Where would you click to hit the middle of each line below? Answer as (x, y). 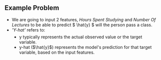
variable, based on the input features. (57, 52)
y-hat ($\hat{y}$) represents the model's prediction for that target (85, 47)
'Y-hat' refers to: (28, 30)
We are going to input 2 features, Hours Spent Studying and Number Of (84, 19)
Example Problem (32, 8)
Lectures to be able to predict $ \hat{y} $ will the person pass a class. (82, 25)
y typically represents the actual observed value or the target (80, 37)
